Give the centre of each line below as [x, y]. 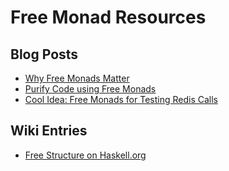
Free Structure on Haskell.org [85, 155]
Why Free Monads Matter [77, 78]
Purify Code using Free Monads [90, 89]
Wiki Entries [49, 131]
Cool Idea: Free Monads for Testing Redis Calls [121, 99]
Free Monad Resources [108, 17]
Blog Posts [44, 54]
